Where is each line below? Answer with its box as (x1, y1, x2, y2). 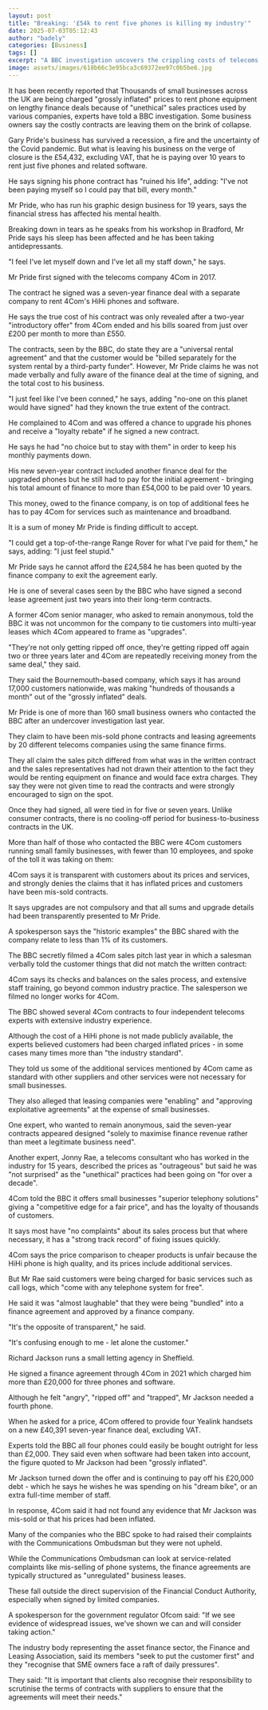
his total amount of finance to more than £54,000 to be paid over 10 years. (8, 483, 253, 492)
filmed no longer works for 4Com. (8, 991, 120, 1001)
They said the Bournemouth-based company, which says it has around (8, 675, 241, 684)
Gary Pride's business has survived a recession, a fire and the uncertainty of (8, 135, 261, 145)
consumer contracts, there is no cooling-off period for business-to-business (8, 813, 259, 823)
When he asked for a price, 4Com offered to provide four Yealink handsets (8, 1416, 254, 1426)
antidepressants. (8, 241, 64, 250)
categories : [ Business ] (8, 42, 88, 50)
